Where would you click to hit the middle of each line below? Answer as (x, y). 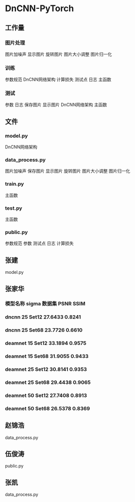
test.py (14, 208)
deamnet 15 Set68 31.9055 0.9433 (47, 357)
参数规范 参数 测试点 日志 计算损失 (39, 243)
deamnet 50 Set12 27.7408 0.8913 (46, 395)
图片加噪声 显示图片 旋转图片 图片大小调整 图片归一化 (59, 54)
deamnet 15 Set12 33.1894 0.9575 (46, 343)
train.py (15, 184)
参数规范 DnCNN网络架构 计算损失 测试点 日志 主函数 (58, 80)
